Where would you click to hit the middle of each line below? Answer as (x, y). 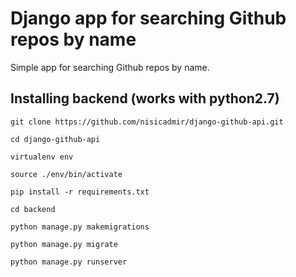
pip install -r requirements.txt (80, 192)
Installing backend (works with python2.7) (145, 98)
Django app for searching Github (148, 18)
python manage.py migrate (64, 244)
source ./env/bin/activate (66, 174)
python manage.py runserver (69, 262)
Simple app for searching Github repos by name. (110, 67)
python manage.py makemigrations (80, 227)
